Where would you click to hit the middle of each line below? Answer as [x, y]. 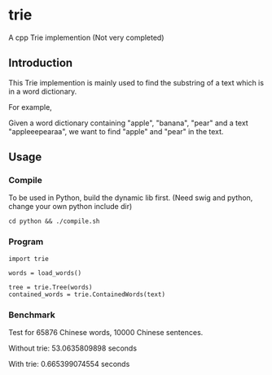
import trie [29, 259]
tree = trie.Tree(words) [50, 287]
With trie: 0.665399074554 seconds [69, 364]
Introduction [41, 63]
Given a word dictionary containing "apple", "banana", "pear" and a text [128, 123]
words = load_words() [45, 273]
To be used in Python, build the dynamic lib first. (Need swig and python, [131, 198]
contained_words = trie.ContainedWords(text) [87, 294]
